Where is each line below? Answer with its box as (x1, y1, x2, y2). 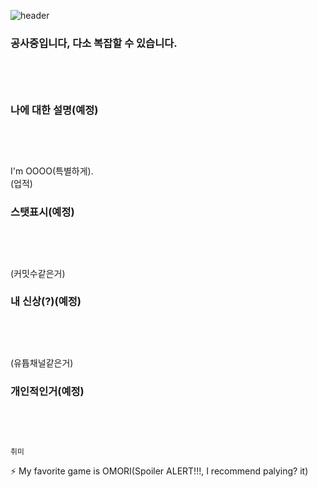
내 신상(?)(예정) (10, 295, 82, 309)
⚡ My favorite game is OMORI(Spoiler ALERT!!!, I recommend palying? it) (10, 465, 309, 477)
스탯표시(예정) (10, 205, 75, 219)
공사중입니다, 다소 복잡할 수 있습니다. (10, 36, 178, 50)
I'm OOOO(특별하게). (10, 165, 94, 177)
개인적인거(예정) (10, 384, 85, 398)
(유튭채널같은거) (10, 356, 74, 369)
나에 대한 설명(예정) (10, 103, 99, 117)
